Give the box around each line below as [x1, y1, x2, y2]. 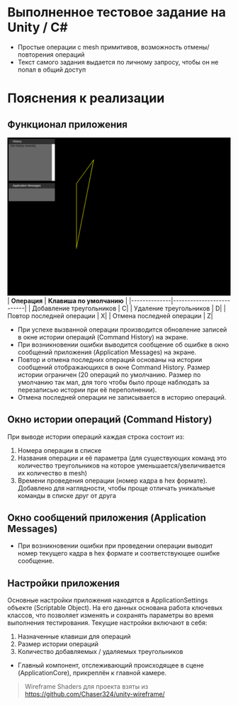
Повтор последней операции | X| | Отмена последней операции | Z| [7, 311, 214, 320]
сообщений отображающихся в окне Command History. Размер [17, 363, 210, 371]
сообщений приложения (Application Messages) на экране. [17, 348, 197, 356]
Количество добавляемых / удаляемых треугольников [17, 648, 183, 656]
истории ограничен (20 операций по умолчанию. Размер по [17, 370, 201, 379]
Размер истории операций [17, 640, 99, 648]
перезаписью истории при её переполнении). [17, 385, 157, 394]
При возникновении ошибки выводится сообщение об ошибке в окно [17, 340, 229, 349]
